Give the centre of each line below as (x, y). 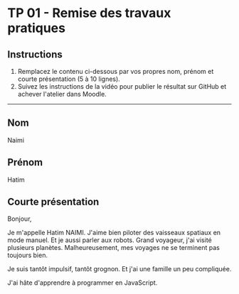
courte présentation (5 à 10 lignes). (69, 79)
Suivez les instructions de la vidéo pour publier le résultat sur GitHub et (122, 86)
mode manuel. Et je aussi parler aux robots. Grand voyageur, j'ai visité (110, 240)
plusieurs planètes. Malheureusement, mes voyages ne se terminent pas (114, 248)
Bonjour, (20, 219)
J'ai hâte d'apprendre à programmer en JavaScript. (83, 283)
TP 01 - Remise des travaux (89, 13)
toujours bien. (28, 255)
